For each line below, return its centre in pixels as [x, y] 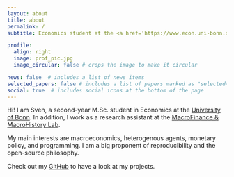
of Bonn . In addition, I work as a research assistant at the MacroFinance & [113, 117]
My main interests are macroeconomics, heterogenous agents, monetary [111, 138]
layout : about [28, 14]
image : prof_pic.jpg [43, 59]
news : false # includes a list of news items [76, 77]
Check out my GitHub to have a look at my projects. [81, 167]
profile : [20, 46]
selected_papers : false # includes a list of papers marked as [101, 84]
